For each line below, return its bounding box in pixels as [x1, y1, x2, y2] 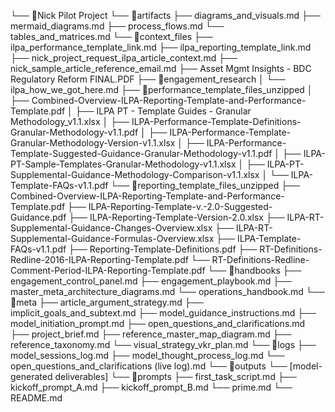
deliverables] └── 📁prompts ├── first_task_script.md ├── [54, 371, 297, 382]
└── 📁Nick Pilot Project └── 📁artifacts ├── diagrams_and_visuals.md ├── [10, 10, 321, 21]
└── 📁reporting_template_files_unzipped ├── [110, 180, 300, 191]
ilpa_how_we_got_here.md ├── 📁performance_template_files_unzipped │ [10, 84, 313, 95]
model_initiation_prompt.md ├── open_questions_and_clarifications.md [10, 318, 306, 329]
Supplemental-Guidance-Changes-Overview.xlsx [10, 222, 213, 234]
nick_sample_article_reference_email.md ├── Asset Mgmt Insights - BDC [10, 63, 312, 74]
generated [10, 371, 53, 382]
